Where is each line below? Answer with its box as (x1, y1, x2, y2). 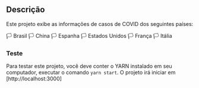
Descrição (6, 5, 45, 15)
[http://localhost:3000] (6, 75, 62, 82)
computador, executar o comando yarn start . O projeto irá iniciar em (6, 69, 176, 76)
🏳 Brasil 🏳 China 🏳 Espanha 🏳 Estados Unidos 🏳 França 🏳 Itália (6, 32, 172, 39)
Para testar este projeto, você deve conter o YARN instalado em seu (6, 63, 172, 70)
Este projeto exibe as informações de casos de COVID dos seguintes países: (6, 20, 194, 27)
